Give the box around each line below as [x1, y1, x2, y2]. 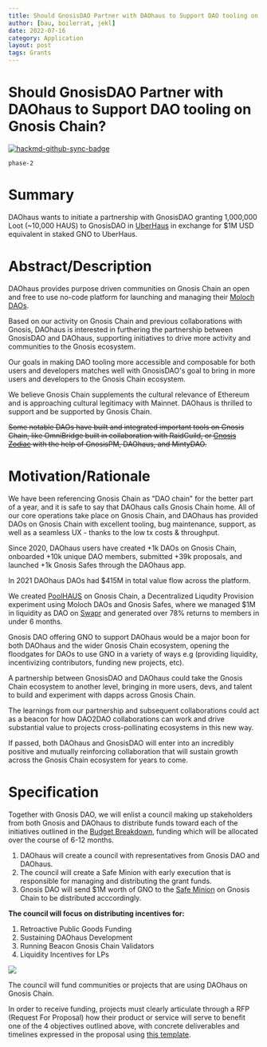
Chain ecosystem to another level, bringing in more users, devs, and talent [8, 681, 253, 691]
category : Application [8, 34, 84, 42]
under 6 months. [8, 617, 63, 626]
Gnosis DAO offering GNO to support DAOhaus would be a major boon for [8, 632, 250, 641]
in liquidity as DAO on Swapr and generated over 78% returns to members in [8, 608, 260, 617]
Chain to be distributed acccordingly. [19, 893, 142, 902]
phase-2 [8, 159, 34, 167]
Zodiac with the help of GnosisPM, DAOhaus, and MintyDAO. [8, 439, 207, 449]
